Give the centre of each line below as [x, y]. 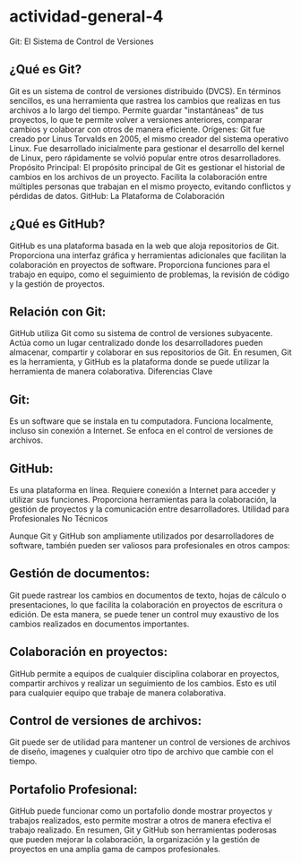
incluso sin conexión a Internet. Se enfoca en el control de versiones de [141, 431]
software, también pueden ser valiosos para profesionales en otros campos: [150, 545]
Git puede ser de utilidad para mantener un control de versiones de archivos [150, 742]
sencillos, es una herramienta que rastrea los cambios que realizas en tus [145, 100]
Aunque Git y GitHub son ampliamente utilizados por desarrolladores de [142, 536]
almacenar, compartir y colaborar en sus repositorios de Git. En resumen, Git [150, 352]
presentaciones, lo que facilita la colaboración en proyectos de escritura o [146, 604]
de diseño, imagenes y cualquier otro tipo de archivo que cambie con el [142, 752]
